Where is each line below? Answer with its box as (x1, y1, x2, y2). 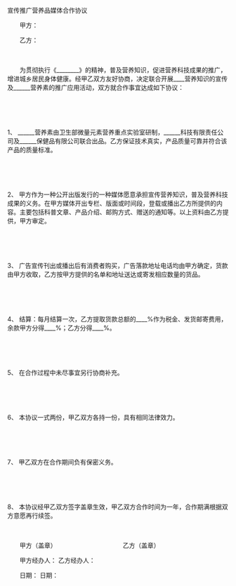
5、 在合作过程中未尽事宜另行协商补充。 (7, 368, 124, 377)
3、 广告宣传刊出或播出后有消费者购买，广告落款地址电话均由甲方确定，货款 (7, 262, 228, 269)
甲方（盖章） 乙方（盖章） (19, 541, 160, 550)
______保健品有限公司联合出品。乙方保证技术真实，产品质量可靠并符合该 (19, 137, 228, 145)
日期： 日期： (19, 571, 58, 579)
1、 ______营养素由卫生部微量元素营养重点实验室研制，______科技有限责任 (7, 128, 218, 136)
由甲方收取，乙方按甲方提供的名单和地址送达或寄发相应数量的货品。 (7, 270, 204, 279)
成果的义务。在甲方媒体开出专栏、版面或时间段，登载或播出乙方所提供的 (7, 199, 216, 207)
